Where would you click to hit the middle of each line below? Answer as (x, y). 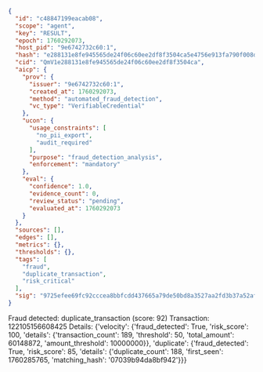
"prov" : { (38, 77)
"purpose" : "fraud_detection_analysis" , (95, 157)
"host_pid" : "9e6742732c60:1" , (66, 48)
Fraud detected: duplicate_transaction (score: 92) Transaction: (109, 318)
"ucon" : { (38, 121)
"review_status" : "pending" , (76, 201)
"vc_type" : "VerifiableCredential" (87, 106)
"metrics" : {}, (40, 245)
